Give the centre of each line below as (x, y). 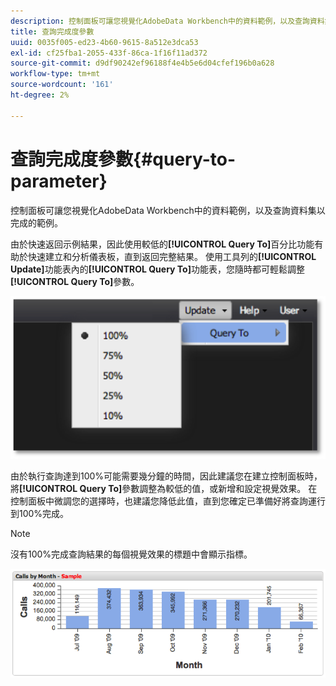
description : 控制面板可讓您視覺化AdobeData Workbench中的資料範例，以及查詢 (160, 21)
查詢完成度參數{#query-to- (123, 159)
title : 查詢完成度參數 (52, 31)
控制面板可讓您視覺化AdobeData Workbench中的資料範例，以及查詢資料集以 (168, 210)
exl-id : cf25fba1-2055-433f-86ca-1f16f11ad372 (109, 53)
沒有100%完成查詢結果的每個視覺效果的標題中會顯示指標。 (131, 554)
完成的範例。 (36, 222)
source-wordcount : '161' (62, 85)
